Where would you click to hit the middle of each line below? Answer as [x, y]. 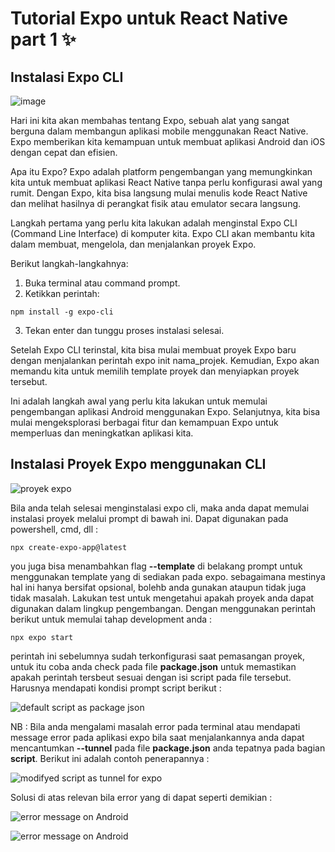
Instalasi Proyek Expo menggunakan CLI [138, 464]
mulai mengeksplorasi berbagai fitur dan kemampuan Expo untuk [144, 422]
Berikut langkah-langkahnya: [69, 263]
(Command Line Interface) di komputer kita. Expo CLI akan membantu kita [163, 233]
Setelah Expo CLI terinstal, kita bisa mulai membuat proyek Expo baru [153, 350]
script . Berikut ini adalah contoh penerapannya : [110, 758]
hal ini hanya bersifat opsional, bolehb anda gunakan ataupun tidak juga [158, 587]
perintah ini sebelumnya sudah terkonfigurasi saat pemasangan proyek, [158, 656]
